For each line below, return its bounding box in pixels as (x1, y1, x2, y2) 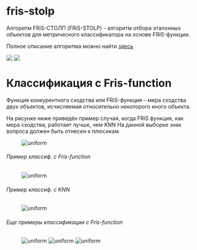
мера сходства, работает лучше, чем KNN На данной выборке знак (6, 121, 182, 128)
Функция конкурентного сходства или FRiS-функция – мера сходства (6, 96, 187, 104)
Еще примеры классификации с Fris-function (6, 218, 123, 226)
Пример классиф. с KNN (6, 186, 70, 193)
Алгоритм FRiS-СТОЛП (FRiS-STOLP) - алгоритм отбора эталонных (6, 24, 181, 32)
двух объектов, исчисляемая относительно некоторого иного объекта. (6, 103, 191, 110)
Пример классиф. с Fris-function (6, 153, 91, 160)
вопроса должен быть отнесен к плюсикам (6, 127, 119, 135)
